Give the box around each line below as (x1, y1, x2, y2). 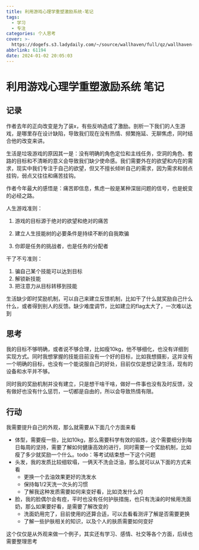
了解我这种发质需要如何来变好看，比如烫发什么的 (23, 488, 143, 495)
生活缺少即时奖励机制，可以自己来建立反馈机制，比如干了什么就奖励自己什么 (6, 295, 193, 302)
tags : (6, 14, 20, 20)
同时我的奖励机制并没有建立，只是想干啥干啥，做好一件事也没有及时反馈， (6, 380, 188, 388)
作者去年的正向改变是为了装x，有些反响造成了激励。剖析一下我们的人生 (6, 122, 181, 129)
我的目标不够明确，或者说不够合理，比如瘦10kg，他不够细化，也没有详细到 (6, 346, 189, 353)
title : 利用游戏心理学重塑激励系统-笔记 (6, 8, 94, 15)
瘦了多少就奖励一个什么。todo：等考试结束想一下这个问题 (14, 451, 156, 458)
